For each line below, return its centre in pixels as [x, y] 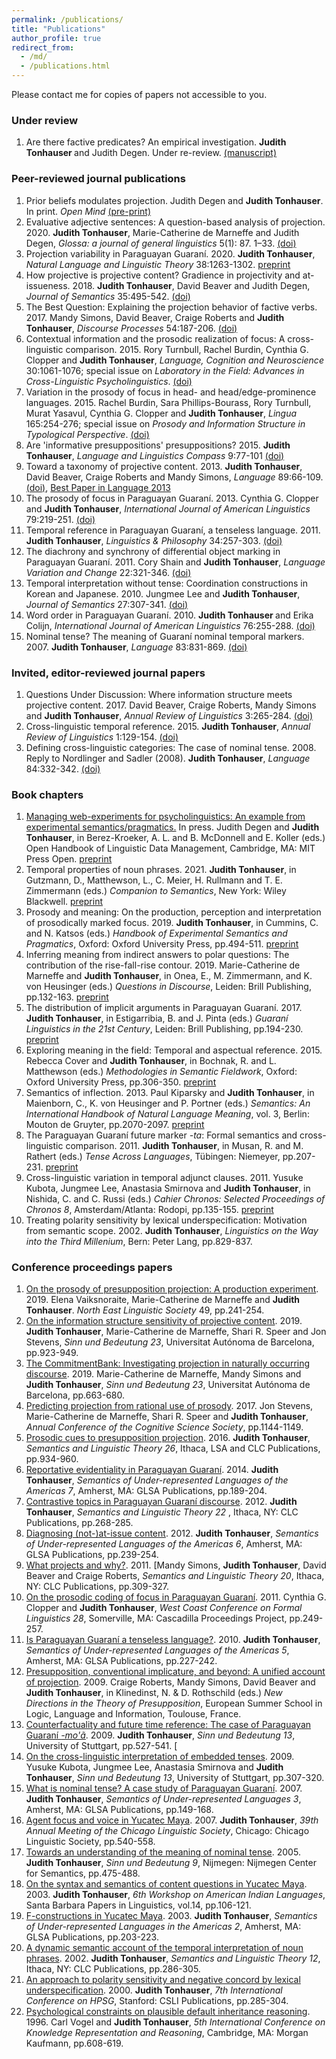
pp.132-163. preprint [67, 997]
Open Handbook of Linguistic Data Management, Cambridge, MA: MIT [170, 848]
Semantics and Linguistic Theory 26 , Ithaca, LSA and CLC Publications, [173, 1448]
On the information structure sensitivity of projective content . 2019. [164, 1321]
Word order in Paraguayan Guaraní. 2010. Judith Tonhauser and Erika [169, 615]
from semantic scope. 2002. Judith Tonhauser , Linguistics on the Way [172, 1231]
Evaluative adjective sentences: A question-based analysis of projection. [175, 222]
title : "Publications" [58, 29]
